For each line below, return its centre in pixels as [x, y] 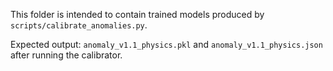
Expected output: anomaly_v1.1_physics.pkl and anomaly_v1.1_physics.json [166, 44]
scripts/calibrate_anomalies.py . [79, 25]
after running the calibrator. [66, 55]
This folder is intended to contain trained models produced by [137, 14]
